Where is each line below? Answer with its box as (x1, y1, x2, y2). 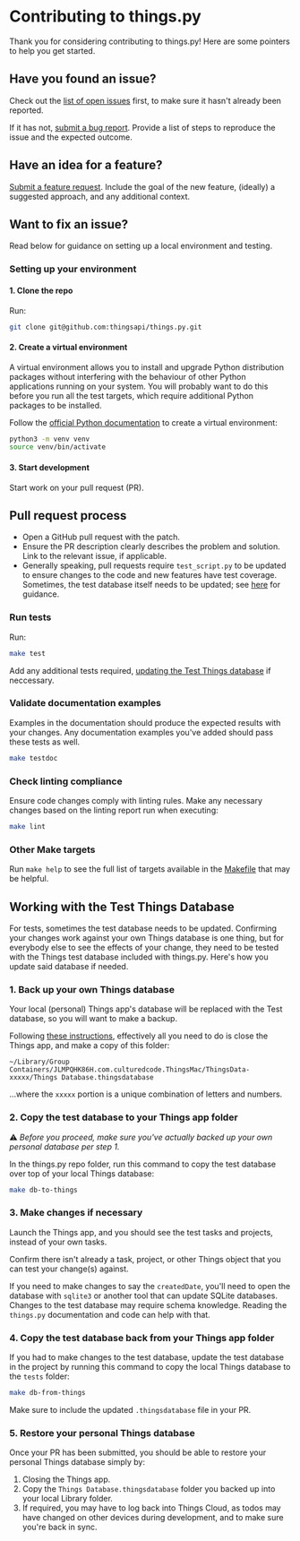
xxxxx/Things (9, 1073, 58, 1082)
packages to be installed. (9, 400, 102, 410)
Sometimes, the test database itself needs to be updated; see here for (21, 580, 280, 590)
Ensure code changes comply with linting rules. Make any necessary (9, 795, 262, 805)
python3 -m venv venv (9, 435, 90, 443)
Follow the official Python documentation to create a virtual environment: (9, 417, 278, 427)
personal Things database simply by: (9, 1457, 146, 1468)
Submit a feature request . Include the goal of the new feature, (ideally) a (9, 181, 276, 192)
